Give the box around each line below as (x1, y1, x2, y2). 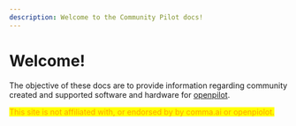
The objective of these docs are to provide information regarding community (9, 80, 288, 91)
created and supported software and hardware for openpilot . (9, 89, 231, 100)
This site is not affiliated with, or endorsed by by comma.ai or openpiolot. (9, 107, 276, 117)
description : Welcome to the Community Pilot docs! (9, 12, 203, 22)
